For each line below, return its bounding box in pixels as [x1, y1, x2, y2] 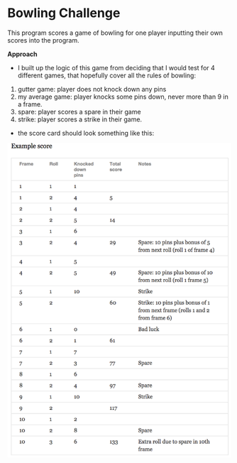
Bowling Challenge [7, 5, 121, 21]
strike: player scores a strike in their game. [17, 115, 143, 124]
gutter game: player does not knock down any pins [17, 85, 167, 93]
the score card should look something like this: [17, 129, 155, 137]
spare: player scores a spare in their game [17, 107, 141, 116]
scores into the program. [7, 36, 79, 44]
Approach [7, 50, 38, 58]
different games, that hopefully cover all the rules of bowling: [17, 71, 197, 80]
